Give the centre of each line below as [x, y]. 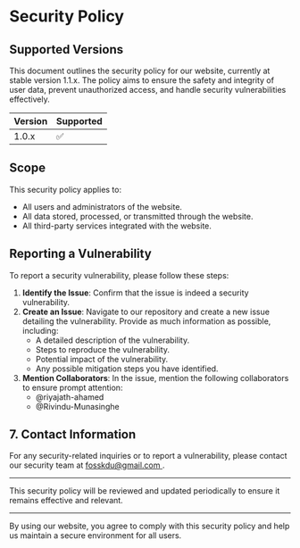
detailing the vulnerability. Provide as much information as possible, [146, 321]
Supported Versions [66, 50]
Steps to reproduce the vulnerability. [102, 349]
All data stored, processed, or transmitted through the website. [137, 216]
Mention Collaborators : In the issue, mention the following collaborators [155, 378]
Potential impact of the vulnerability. [102, 359]
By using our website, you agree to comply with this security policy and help [150, 526]
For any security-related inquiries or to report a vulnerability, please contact [148, 456]
